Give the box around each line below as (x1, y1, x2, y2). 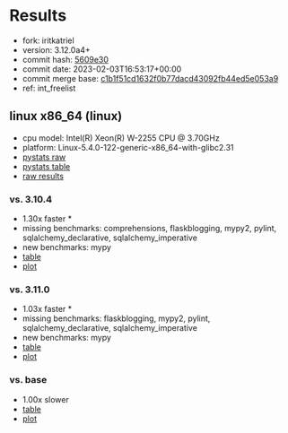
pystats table (22, 160, 71, 171)
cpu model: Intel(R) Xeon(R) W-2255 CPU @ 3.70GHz (22, 132, 220, 143)
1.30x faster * (22, 213, 73, 224)
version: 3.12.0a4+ (22, 44, 92, 55)
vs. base (9, 374, 48, 386)
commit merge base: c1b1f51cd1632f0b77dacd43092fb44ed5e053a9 (22, 73, 279, 83)
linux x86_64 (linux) (9, 108, 123, 124)
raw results (22, 170, 65, 181)
